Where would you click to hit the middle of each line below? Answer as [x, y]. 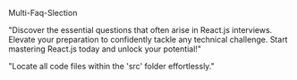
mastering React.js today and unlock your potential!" [105, 49]
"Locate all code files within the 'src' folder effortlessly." [112, 66]
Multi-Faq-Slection [43, 13]
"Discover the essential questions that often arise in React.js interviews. [140, 30]
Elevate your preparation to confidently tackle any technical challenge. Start [148, 40]
